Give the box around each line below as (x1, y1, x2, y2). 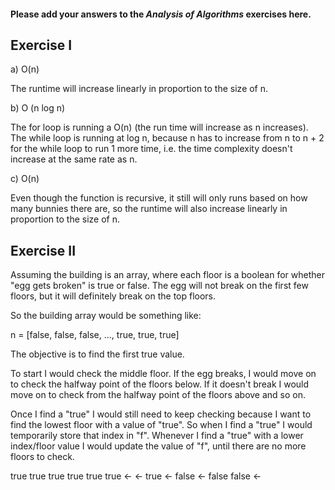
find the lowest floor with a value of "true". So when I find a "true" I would (10, 419, 313, 431)
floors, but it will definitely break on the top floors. (10, 290, 217, 302)
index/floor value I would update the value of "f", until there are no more (10, 440, 307, 452)
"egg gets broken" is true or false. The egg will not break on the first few (10, 280, 309, 292)
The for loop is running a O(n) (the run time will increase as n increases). (10, 121, 309, 134)
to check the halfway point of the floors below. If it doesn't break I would (10, 378, 310, 390)
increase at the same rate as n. (10, 153, 138, 165)
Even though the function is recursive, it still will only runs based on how (10, 192, 308, 204)
